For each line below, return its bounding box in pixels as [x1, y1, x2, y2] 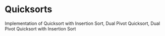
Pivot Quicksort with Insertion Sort [5, 25, 76, 31]
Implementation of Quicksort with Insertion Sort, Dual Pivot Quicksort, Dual [5, 20, 160, 26]
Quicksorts [5, 4, 52, 15]
